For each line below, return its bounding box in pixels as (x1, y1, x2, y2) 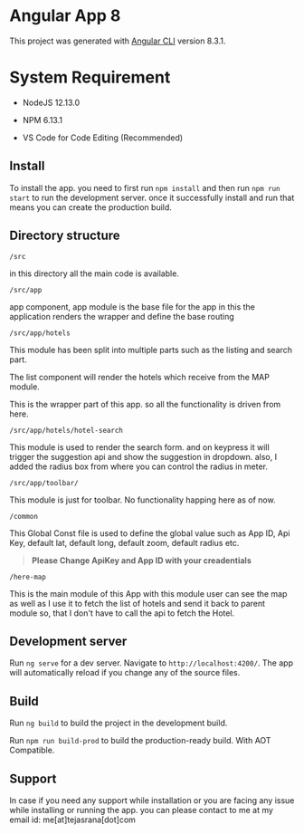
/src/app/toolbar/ (9, 478, 79, 487)
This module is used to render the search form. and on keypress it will (9, 441, 270, 453)
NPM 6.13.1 (22, 114, 63, 125)
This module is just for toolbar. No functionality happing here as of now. (9, 494, 276, 505)
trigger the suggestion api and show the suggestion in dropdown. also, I (9, 451, 278, 462)
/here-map (9, 572, 47, 581)
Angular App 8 (9, 5, 121, 26)
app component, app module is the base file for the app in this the (9, 301, 256, 312)
